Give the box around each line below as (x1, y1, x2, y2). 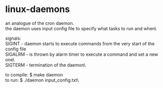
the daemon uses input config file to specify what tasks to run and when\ (5, 25, 157, 31)
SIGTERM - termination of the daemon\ (5, 62, 86, 68)
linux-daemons (5, 4, 70, 15)
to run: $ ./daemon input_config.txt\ (5, 77, 79, 83)
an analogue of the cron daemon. (5, 20, 74, 26)
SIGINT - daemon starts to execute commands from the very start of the (5, 40, 155, 46)
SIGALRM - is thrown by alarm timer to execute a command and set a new (5, 51, 158, 57)
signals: (5, 35, 22, 41)
